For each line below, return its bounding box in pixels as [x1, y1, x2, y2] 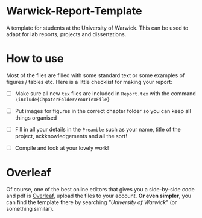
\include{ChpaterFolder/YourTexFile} [14, 97, 110, 103]
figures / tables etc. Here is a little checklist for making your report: [6, 78, 173, 85]
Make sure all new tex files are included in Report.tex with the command [14, 89, 196, 97]
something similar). [6, 205, 54, 213]
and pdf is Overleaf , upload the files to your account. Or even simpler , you [6, 192, 192, 200]
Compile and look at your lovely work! [14, 144, 109, 152]
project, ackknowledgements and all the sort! [14, 133, 128, 140]
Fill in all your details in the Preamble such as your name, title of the [14, 126, 181, 133]
